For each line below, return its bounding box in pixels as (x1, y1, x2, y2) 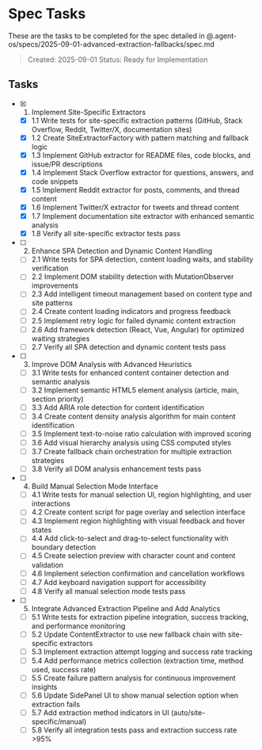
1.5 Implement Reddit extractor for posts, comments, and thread (31, 186, 240, 194)
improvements (31, 281, 79, 290)
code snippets (31, 177, 78, 186)
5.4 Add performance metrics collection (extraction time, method (31, 656, 244, 665)
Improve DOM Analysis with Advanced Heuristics (31, 359, 192, 369)
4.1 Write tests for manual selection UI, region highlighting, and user (31, 490, 252, 499)
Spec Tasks (8, 5, 86, 23)
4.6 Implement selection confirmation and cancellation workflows (31, 568, 245, 578)
